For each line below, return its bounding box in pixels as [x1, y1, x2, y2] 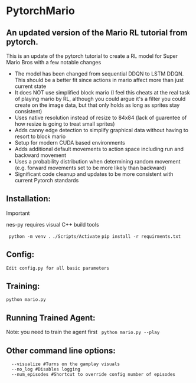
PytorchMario [6, 4, 75, 18]
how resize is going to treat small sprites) [14, 120, 115, 127]
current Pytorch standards [14, 177, 79, 184]
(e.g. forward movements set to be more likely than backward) [14, 164, 166, 171]
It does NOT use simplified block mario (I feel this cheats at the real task [14, 89, 190, 96]
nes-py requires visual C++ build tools [6, 221, 99, 228]
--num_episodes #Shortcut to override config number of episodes [11, 372, 176, 378]
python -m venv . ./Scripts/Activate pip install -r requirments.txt [8, 233, 181, 240]
